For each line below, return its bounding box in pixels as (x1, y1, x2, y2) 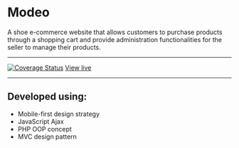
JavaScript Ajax (17, 117, 64, 125)
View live (65, 63, 92, 72)
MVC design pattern (17, 132, 77, 141)
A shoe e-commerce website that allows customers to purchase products (7, 28, 223, 36)
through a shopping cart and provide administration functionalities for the (7, 35, 223, 43)
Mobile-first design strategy (17, 110, 100, 118)
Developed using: (7, 90, 87, 103)
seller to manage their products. (7, 43, 101, 51)
